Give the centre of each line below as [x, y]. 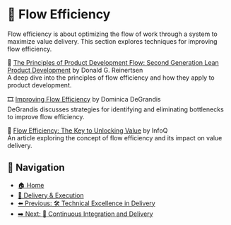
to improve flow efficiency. [46, 116]
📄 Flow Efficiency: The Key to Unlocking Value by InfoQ [88, 130]
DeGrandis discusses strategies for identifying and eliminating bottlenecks [115, 109]
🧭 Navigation [36, 168]
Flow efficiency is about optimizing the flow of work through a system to [112, 34]
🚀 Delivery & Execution [51, 195]
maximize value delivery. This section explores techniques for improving [112, 41]
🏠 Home [31, 185]
